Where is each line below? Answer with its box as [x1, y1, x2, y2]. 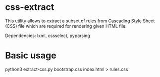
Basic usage [5, 50, 56, 61]
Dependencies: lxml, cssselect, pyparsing [5, 33, 90, 38]
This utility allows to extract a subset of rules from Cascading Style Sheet [5, 18, 155, 24]
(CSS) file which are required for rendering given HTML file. [5, 23, 127, 29]
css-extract [5, 1, 54, 13]
